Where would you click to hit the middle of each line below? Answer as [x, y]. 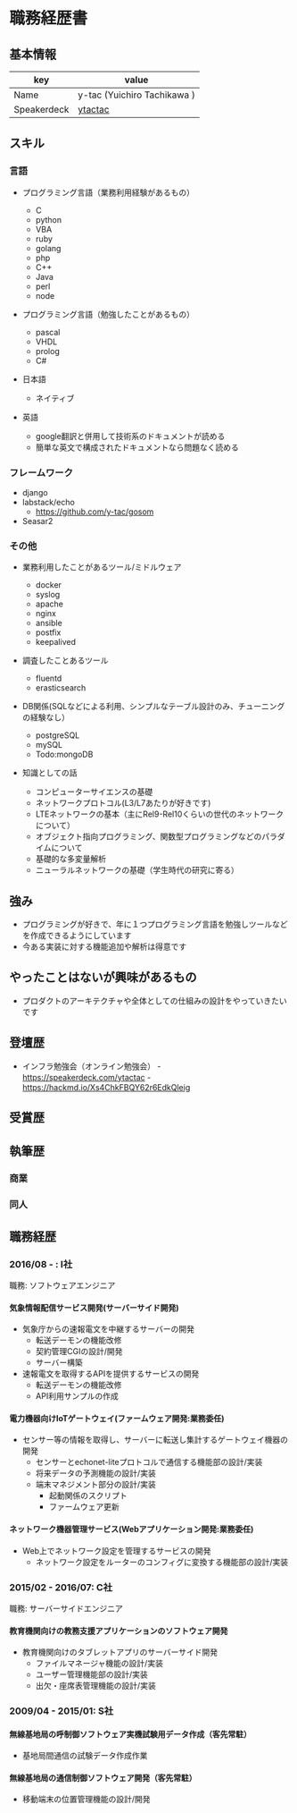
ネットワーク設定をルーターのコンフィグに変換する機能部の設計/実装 [161, 1562]
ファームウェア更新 [84, 1507]
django [35, 492]
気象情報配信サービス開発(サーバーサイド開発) [95, 1308]
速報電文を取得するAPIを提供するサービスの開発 [111, 1374]
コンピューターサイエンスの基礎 [94, 792]
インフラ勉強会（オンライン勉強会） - [91, 1066]
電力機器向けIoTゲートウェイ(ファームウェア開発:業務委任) [117, 1418]
